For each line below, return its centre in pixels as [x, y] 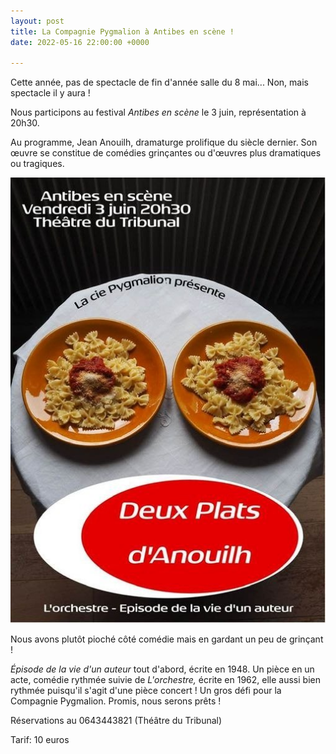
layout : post [37, 21]
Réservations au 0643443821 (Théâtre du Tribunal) [116, 721]
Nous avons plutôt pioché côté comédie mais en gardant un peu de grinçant [167, 639]
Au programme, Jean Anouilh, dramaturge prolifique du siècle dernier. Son [164, 142]
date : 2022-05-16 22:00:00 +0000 [80, 42]
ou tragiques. [37, 164]
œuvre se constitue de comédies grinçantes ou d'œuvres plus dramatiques [166, 153]
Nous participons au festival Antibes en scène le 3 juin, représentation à [158, 112]
